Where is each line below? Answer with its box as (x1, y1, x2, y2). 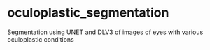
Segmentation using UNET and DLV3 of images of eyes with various (7, 28, 204, 36)
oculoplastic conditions (7, 35, 75, 43)
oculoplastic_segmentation (7, 5, 169, 21)
